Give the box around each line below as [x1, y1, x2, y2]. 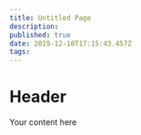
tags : [9, 47, 30, 57]
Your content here [9, 117, 77, 128]
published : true [9, 30, 71, 39]
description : [9, 22, 59, 31]
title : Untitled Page [9, 13, 92, 23]
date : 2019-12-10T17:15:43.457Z [9, 38, 132, 48]
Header [9, 87, 66, 108]
